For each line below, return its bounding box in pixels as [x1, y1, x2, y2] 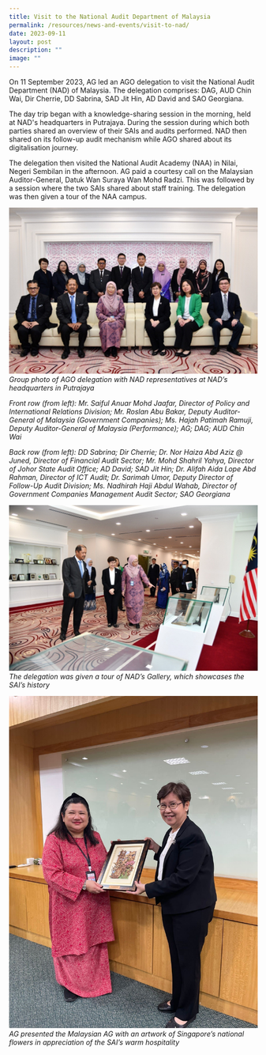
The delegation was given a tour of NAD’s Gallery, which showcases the [9, 672, 245, 682]
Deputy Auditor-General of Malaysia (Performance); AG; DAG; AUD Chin [9, 423, 245, 433]
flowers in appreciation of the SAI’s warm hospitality [9, 1038, 180, 1047]
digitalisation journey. [9, 143, 79, 152]
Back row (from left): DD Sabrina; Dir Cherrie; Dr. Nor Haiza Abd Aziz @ [9, 447, 243, 456]
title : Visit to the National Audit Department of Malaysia [9, 13, 212, 21]
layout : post [9, 38, 52, 46]
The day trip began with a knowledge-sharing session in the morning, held [9, 109, 252, 119]
